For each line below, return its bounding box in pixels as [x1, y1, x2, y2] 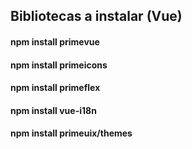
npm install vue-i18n [10, 104, 97, 116]
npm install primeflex [10, 82, 101, 94]
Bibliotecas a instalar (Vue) [10, 8, 183, 25]
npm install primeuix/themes [10, 127, 133, 139]
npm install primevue [10, 35, 100, 48]
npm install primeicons [10, 59, 108, 71]
